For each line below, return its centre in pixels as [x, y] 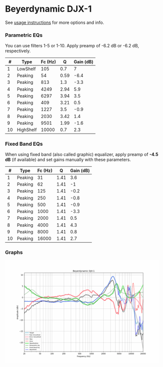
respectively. [18, 51]
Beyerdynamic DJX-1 [48, 9]
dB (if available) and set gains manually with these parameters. [68, 160]
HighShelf [27, 130]
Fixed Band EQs [24, 144]
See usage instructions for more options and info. [55, 22]
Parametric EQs [24, 35]
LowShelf [26, 69]
